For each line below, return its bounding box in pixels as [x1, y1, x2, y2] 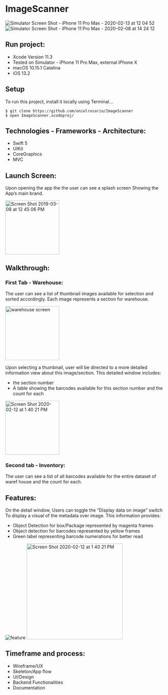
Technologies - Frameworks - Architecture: [5, 126, 147, 135]
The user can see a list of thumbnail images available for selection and [5, 290, 154, 296]
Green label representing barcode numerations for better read [12, 533, 143, 539]
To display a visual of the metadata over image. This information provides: [5, 512, 161, 519]
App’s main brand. [5, 190, 43, 197]
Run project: [5, 40, 45, 49]
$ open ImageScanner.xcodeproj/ [5, 113, 74, 118]
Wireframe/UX [12, 663, 43, 669]
